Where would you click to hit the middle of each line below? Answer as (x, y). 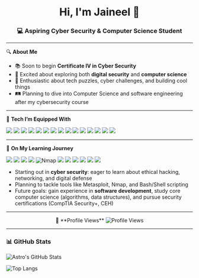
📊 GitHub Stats (29, 242)
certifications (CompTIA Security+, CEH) (64, 203)
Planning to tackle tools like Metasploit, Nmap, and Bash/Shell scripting (101, 185)
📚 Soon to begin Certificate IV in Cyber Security (75, 66)
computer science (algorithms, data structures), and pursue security (98, 197)
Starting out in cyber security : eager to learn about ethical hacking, (97, 172)
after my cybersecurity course (52, 102)
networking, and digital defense (53, 178)
